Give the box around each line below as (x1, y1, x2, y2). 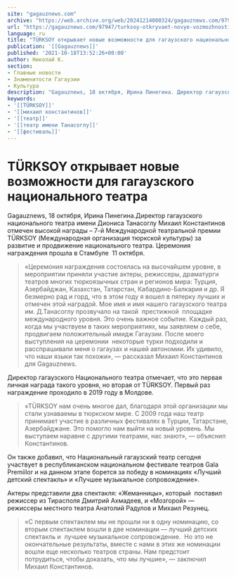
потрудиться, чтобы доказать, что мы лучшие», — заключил (24, 555, 206, 564)
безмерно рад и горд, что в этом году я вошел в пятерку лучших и (24, 293, 225, 301)
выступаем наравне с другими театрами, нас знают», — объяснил (24, 432, 226, 440)
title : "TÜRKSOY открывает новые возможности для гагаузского (7, 37, 193, 44)
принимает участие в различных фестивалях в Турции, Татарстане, (24, 417, 228, 426)
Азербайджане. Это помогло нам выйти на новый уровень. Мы (24, 424, 215, 433)
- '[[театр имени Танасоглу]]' (7, 121, 99, 129)
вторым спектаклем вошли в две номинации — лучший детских (24, 525, 218, 533)
